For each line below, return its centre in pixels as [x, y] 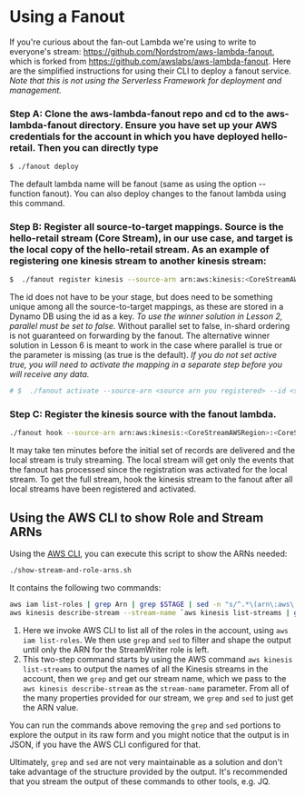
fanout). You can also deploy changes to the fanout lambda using [164, 194]
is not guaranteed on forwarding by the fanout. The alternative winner [140, 336]
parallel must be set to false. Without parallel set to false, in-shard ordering [150, 326]
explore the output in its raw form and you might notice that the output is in [149, 734]
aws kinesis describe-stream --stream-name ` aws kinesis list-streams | [150, 612]
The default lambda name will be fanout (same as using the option [133, 184]
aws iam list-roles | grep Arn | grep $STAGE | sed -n [115, 605]
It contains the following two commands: [85, 588]
